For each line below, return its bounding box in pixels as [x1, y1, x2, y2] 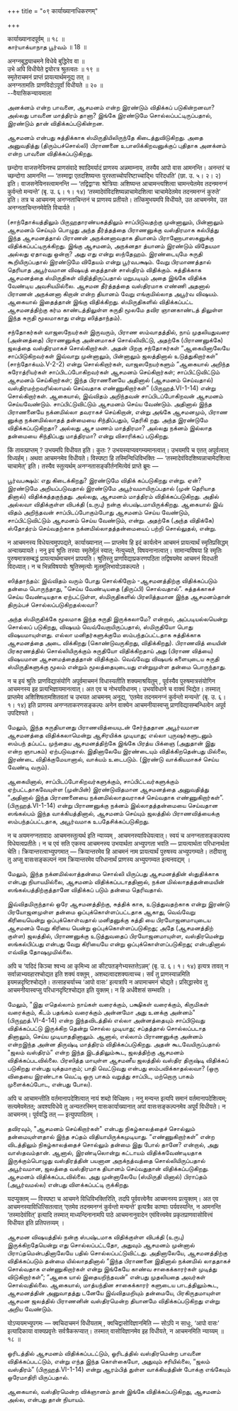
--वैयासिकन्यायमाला [7, 89, 52, 97]
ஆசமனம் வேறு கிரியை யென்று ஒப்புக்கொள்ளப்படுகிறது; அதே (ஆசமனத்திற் [7, 924, 214, 932]
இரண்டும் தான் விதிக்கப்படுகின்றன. [7, 119, 104, 127]
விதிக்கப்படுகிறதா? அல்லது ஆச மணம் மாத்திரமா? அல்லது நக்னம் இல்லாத [7, 423, 212, 432]
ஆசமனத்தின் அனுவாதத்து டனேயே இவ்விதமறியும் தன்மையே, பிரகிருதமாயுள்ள [7, 1289, 221, 1297]
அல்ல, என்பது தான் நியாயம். [7, 1395, 85, 1403]
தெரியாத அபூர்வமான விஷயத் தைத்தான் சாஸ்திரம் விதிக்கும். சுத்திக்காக [7, 266, 202, 274]
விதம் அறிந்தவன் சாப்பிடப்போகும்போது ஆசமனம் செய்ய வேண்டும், [7, 508, 190, 517]
